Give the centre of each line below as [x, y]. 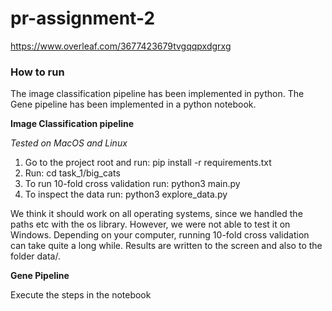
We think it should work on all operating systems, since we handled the [156, 214]
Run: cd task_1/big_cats [72, 173]
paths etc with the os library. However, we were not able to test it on [150, 224]
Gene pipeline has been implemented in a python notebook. [133, 104]
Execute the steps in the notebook [81, 295]
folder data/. [35, 256]
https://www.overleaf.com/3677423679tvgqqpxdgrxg [121, 46]
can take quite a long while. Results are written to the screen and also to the [166, 246]
